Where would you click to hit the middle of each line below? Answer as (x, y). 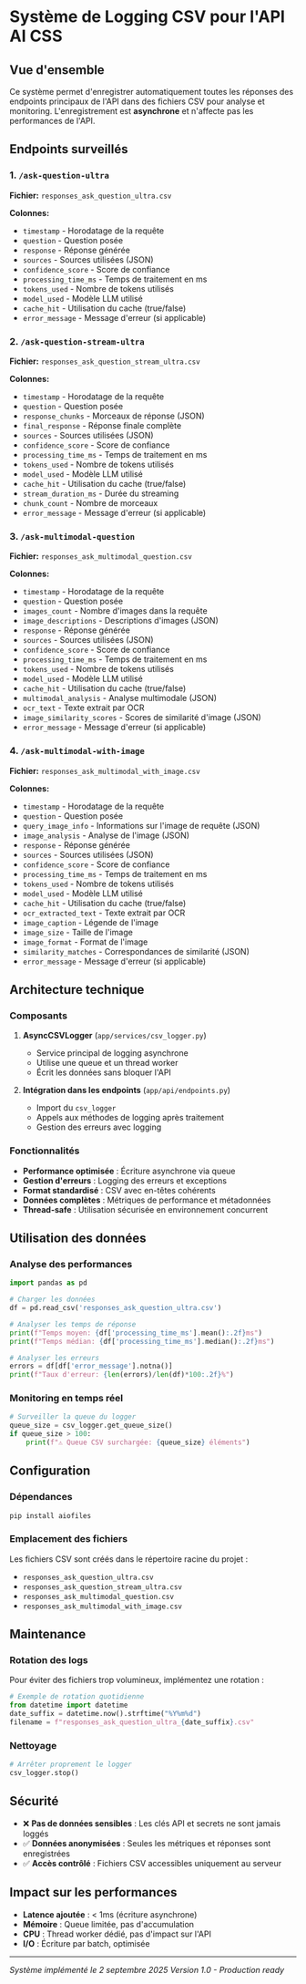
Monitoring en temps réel (66, 1399)
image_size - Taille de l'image (78, 932)
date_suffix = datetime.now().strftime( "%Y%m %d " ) (106, 1714)
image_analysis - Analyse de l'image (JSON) (106, 835)
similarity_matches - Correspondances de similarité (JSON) (136, 951)
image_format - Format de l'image (85, 942)
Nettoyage (33, 1745)
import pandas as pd (49, 1283)
